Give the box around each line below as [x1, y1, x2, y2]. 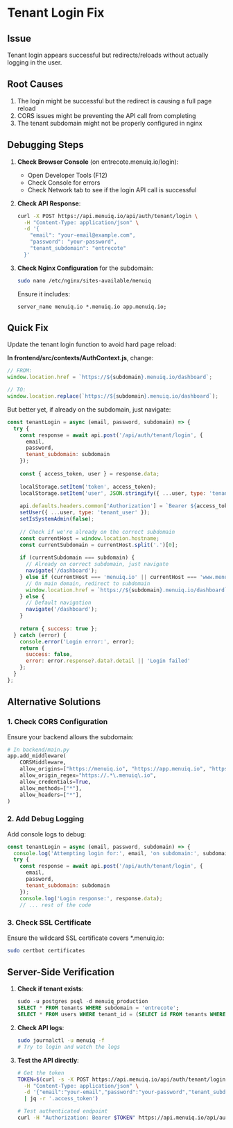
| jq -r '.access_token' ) [24, 1095, 99, 1102]
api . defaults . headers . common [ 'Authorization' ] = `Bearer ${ [19, 503, 197, 510]
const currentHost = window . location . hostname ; [19, 534, 159, 542]
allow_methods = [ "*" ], [19, 784, 82, 792]
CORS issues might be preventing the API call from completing [17, 111, 196, 119]
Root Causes [7, 78, 64, 90]
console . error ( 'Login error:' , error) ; [19, 638, 135, 645]
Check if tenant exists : [17, 984, 84, 993]
